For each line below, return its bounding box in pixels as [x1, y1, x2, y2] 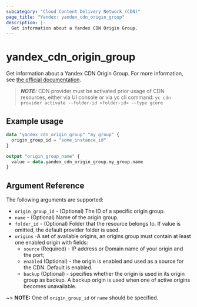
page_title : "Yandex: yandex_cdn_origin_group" [6, 14, 125, 20]
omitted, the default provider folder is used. [14, 226, 121, 233]
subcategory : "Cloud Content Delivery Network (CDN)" [6, 8, 141, 15]
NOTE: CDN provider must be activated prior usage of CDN [20, 88, 165, 95]
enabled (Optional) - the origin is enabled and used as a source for [23, 258, 184, 265]
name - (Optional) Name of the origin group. [14, 214, 119, 221]
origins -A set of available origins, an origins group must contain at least [14, 233, 191, 240]
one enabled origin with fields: [14, 239, 88, 246]
